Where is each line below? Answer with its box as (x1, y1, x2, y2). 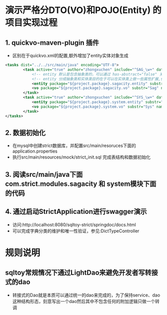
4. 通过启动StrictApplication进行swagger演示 (5, 207, 147, 216)
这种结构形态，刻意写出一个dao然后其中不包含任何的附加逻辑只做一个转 (12, 298, 160, 304)
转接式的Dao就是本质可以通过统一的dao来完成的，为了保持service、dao (12, 292, 161, 298)
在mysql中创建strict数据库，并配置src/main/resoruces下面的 (12, 143, 136, 149)
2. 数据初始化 (5, 128, 46, 137)
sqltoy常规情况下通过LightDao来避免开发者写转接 (5, 269, 158, 277)
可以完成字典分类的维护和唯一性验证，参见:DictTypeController (12, 228, 140, 234)
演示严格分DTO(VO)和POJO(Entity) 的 (5, 4, 162, 16)
